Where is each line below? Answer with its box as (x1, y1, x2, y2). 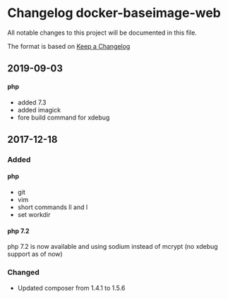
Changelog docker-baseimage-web (7, 5, 221, 21)
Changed (7, 267, 40, 277)
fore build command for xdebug (17, 113, 110, 122)
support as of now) (7, 250, 63, 259)
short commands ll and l (17, 203, 88, 211)
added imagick (17, 105, 61, 114)
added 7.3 (17, 98, 47, 107)
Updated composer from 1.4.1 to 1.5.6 (17, 283, 126, 292)
